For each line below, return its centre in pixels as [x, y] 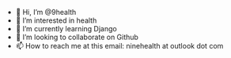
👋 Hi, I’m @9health [46, 12]
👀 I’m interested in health [56, 20]
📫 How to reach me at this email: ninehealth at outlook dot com [119, 46]
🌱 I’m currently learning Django [66, 29]
